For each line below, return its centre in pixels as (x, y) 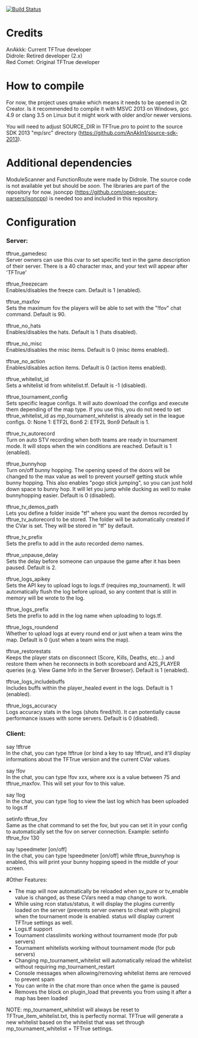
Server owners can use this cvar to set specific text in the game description (98, 260)
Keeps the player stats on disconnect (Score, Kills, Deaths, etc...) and (90, 658)
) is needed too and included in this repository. (103, 198)
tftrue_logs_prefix (27, 610)
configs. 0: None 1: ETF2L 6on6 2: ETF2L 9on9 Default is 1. (78, 422)
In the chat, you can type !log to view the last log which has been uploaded (98, 801)
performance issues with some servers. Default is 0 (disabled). (83, 718)
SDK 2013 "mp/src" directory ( (43, 133)
